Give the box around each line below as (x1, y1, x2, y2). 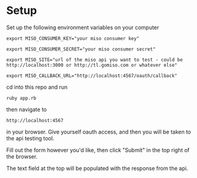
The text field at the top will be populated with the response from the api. (6, 165, 189, 172)
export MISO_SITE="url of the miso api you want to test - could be (6, 56, 183, 63)
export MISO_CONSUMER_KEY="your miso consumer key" (6, 35, 139, 41)
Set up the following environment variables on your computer (6, 24, 159, 31)
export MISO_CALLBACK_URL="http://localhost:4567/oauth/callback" (6, 72, 178, 79)
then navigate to (6, 106, 47, 113)
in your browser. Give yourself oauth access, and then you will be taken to (6, 128, 191, 135)
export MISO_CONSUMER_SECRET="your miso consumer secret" (6, 46, 156, 52)
